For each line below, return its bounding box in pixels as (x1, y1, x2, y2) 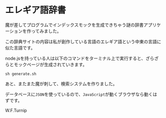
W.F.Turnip (5, 107, 27, 113)
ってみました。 (31, 28, 62, 34)
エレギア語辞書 (5, 4, 66, 16)
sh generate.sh (5, 71, 37, 76)
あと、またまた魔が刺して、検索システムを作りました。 (5, 80, 117, 87)
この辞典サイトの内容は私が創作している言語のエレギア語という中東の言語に (5, 38, 162, 45)
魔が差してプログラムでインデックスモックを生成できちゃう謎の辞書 (5, 22, 144, 28)
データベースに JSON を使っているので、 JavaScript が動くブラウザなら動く (5, 91, 153, 97)
